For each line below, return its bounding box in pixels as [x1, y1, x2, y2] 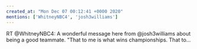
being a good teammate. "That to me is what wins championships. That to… [6, 36, 191, 43]
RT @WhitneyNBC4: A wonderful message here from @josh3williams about [6, 30, 191, 37]
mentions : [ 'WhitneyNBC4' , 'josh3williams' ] [6, 14, 118, 20]
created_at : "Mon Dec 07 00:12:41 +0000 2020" [6, 8, 123, 15]
